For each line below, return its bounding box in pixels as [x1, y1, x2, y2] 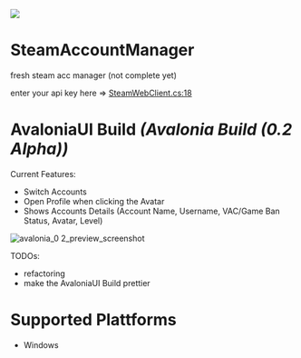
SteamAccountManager [10, 40, 195, 61]
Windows [23, 339, 59, 350]
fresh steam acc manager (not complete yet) [10, 69, 178, 81]
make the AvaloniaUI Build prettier [23, 277, 150, 288]
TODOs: [10, 250, 40, 261]
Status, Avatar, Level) [23, 214, 103, 226]
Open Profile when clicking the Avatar [23, 195, 165, 206]
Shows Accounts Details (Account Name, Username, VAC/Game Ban [23, 205, 280, 216]
